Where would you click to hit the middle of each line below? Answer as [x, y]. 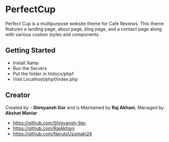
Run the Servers [30, 68]
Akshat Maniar [21, 113]
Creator [18, 95]
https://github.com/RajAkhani [44, 128]
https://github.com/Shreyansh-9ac [49, 123]
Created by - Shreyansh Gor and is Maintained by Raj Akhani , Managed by [84, 107]
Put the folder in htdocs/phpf [43, 74]
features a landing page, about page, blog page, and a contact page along [84, 29]
